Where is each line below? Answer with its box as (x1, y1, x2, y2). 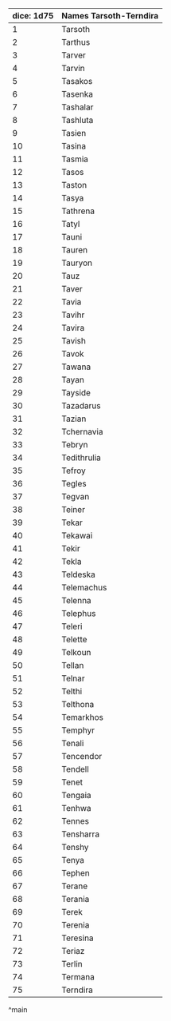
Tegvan (61, 491, 90, 502)
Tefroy (61, 465, 86, 476)
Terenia (61, 920, 90, 930)
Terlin (61, 959, 83, 969)
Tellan (61, 660, 84, 670)
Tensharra (61, 828, 100, 840)
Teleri (61, 621, 83, 632)
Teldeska (61, 569, 95, 580)
